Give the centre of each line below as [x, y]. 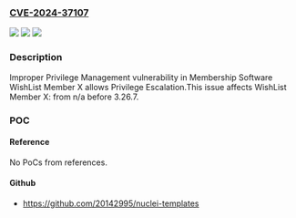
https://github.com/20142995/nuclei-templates [111, 203]
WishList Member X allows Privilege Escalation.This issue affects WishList [148, 87]
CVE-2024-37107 [49, 13]
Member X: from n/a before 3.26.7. [74, 97]
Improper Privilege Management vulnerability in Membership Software [141, 77]
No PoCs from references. [58, 162]
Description [36, 57]
